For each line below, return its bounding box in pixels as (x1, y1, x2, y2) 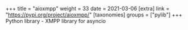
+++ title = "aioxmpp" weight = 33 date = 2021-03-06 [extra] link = (5, 5, 170, 12)
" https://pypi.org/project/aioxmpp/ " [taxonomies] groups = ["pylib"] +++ (5, 11, 183, 18)
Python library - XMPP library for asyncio (5, 18, 106, 24)
